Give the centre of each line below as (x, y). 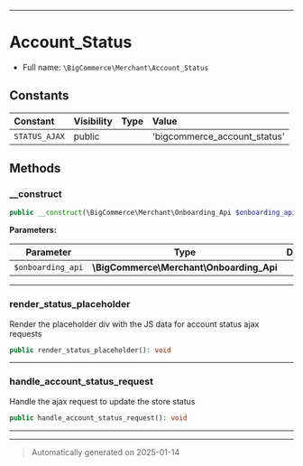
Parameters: (33, 230)
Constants (39, 96)
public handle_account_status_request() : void (98, 418)
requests (26, 333)
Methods (35, 168)
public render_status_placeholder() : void (90, 350)
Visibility (93, 121)
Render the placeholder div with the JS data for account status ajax (134, 324)
